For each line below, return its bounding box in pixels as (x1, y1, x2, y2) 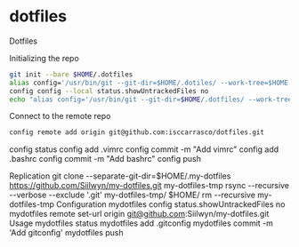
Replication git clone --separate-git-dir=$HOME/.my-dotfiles (9, 171, 231, 181)
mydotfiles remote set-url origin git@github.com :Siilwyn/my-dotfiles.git (9, 209, 270, 219)
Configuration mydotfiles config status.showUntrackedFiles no (56, 199, 286, 210)
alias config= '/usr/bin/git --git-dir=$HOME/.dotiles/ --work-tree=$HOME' (9, 78, 293, 87)
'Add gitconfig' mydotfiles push (9, 227, 125, 238)
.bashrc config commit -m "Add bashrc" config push (9, 154, 202, 164)
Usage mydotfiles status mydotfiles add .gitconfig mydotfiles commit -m (9, 218, 274, 228)
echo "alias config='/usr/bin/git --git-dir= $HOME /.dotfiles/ (9, 95, 245, 104)
